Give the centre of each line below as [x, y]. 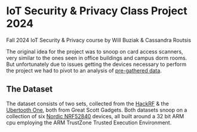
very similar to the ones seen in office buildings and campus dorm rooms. [97, 58]
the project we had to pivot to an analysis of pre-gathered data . [84, 70]
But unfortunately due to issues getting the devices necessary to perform [96, 64]
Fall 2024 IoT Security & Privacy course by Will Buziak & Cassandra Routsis [99, 40]
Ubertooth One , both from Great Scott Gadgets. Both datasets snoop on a [97, 110]
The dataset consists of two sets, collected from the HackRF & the [87, 103]
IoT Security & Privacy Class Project [97, 11]
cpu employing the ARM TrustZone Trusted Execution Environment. [89, 122]
